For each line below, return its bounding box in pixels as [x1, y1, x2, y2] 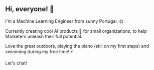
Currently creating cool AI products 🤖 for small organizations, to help [5, 28, 147, 34]
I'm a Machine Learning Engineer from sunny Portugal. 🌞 [5, 18, 124, 24]
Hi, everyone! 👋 [5, 5, 54, 13]
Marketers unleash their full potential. [5, 33, 83, 39]
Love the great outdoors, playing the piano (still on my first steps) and [5, 43, 149, 49]
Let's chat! [5, 60, 27, 66]
